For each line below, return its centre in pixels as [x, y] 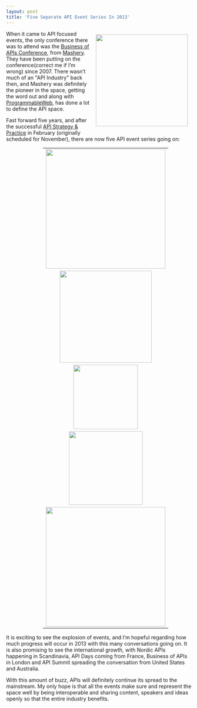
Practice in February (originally [43, 132]
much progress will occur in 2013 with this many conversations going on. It [97, 643]
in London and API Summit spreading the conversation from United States [96, 662]
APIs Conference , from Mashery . [46, 52]
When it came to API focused [41, 34]
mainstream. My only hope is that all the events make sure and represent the [99, 686]
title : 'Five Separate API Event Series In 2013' [68, 17]
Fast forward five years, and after [46, 120]
